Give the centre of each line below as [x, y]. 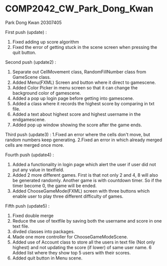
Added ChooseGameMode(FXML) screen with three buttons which [81, 191]
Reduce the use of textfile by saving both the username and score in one [87, 221]
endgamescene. [29, 119]
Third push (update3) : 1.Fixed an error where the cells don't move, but [78, 134]
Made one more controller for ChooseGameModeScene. [70, 237]
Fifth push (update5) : [27, 206]
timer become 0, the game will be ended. [55, 186]
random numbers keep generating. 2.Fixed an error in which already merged [84, 140]
